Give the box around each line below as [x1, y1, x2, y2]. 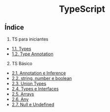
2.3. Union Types [11, 80, 47, 86]
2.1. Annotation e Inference [11, 70, 66, 76]
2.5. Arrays [11, 91, 34, 97]
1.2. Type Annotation [11, 51, 54, 57]
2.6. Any [11, 96, 29, 102]
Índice [4, 23, 24, 32]
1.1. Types [11, 46, 31, 51]
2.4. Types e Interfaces [11, 86, 59, 92]
